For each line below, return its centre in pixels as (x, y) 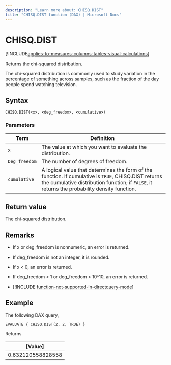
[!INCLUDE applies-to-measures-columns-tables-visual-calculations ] (77, 54)
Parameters (20, 125)
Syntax (17, 101)
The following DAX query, (32, 315)
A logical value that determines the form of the (97, 170)
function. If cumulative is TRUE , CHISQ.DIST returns (102, 176)
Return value (26, 207)
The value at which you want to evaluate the (94, 147)
